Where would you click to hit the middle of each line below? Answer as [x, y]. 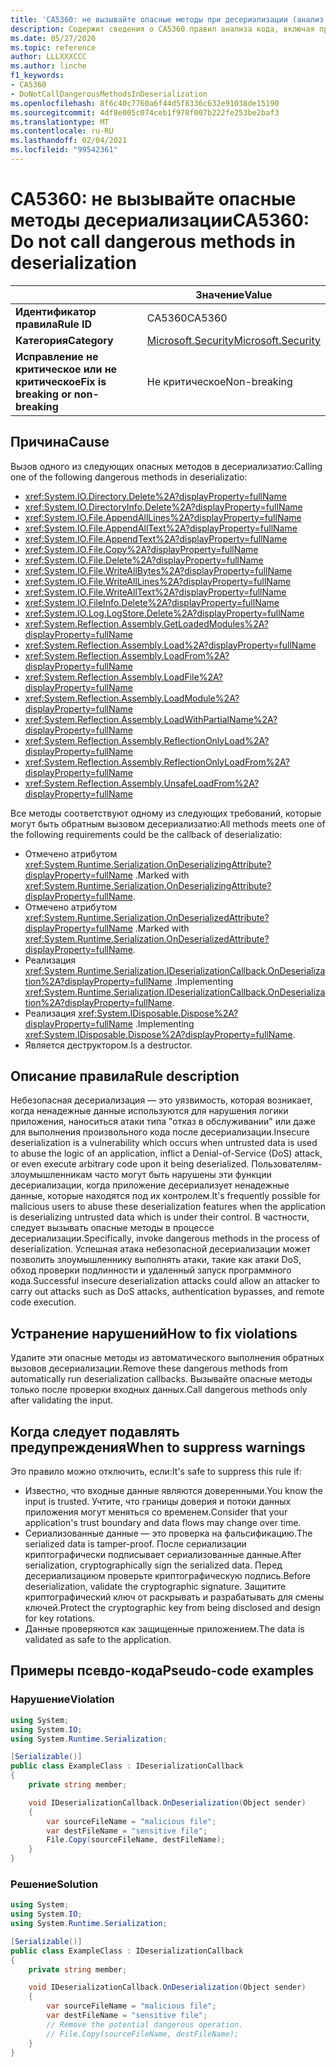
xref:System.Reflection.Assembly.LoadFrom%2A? [127, 655]
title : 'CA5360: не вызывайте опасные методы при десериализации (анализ [167, 19]
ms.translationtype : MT [60, 122]
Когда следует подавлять [95, 1431]
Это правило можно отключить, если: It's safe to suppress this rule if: [156, 1472]
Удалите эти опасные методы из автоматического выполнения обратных [167, 1358]
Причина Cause [60, 442]
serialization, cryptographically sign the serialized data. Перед [153, 1565]
